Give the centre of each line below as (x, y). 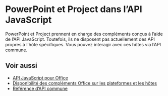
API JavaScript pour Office (40, 78)
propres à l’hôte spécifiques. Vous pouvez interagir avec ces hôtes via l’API (83, 44)
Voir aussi (21, 66)
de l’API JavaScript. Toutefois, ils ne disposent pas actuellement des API (80, 39)
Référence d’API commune (40, 88)
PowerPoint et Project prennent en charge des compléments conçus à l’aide (84, 34)
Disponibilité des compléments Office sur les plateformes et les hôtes (85, 83)
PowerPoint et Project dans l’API (74, 9)
